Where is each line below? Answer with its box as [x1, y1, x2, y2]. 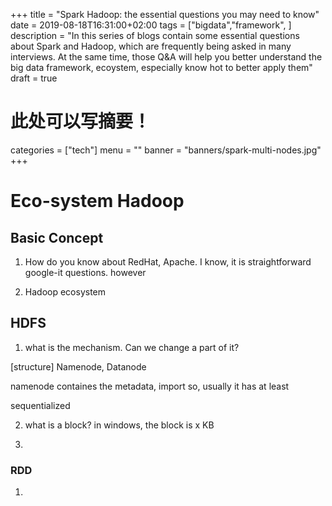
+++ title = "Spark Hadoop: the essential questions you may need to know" [10, 9, 320, 20]
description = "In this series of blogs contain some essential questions [10, 30, 300, 41]
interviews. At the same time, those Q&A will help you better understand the [10, 51, 323, 63]
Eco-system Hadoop [10, 190, 185, 213]
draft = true [10, 72, 58, 84]
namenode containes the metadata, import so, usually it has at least [10, 380, 290, 392]
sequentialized [10, 399, 71, 411]
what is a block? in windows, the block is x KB [24, 419, 215, 431]
